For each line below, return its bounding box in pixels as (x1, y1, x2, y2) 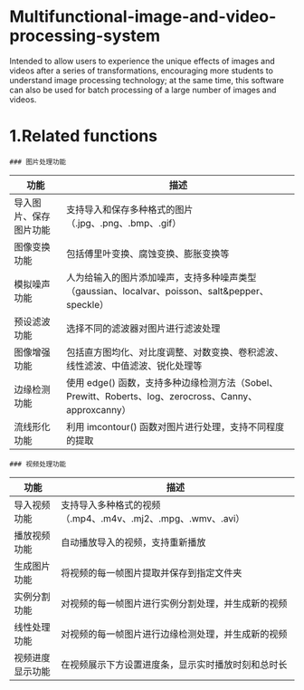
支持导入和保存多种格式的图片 (66, 203, 194, 216)
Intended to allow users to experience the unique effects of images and (9, 55, 276, 66)
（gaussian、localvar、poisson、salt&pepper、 (66, 284, 269, 297)
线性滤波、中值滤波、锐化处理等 (66, 359, 203, 372)
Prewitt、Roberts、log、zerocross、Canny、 (66, 389, 258, 402)
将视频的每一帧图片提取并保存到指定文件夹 (61, 566, 242, 579)
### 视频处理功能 (9, 459, 66, 468)
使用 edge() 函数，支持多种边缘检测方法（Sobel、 (66, 376, 279, 388)
